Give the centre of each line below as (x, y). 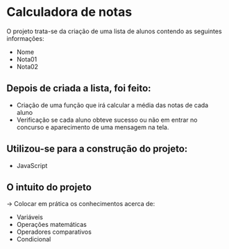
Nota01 (27, 59)
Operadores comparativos (54, 232)
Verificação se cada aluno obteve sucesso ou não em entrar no (107, 120)
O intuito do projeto (49, 187)
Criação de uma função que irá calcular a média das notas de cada (112, 105)
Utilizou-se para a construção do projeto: (97, 149)
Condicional (34, 239)
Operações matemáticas (52, 225)
